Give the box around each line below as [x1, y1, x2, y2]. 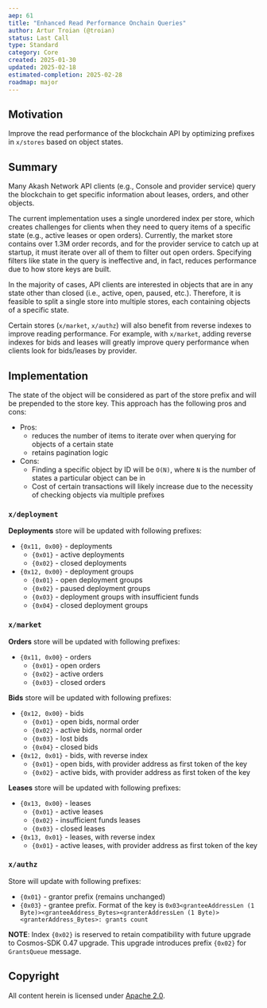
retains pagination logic [31, 447, 109, 457]
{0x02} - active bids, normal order [31, 725, 143, 734]
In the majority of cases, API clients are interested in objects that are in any [8, 280, 253, 290]
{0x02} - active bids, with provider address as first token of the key [31, 767, 250, 776]
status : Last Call [8, 33, 69, 42]
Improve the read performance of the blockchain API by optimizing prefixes [8, 129, 255, 138]
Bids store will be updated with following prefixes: [8, 693, 172, 702]
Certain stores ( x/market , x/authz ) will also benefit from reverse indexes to [8, 321, 252, 330]
